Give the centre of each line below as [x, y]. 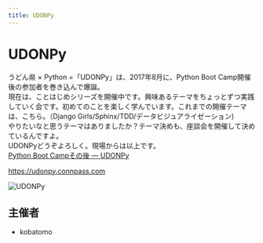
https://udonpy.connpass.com [57, 171]
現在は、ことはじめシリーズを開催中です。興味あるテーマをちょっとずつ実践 [131, 96]
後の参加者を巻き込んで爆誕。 [56, 86]
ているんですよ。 [36, 136]
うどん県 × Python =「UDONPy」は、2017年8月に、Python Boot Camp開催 [130, 77]
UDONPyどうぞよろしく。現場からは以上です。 [84, 145]
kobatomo [36, 232]
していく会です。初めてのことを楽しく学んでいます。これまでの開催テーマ [128, 106]
